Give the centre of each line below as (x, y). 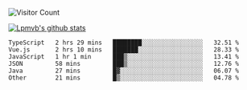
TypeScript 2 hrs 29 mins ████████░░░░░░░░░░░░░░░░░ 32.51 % (124, 43)
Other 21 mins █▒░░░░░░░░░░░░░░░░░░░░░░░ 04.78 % (124, 78)
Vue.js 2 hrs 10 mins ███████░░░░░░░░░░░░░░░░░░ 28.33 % (124, 50)
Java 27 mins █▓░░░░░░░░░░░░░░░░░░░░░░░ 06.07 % (124, 71)
